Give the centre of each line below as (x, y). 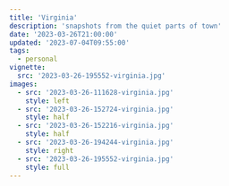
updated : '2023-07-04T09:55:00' (69, 42)
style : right (50, 150)
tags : (19, 51)
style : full (47, 167)
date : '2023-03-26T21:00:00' (64, 34)
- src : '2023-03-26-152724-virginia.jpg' (96, 109)
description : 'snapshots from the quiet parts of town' (115, 26)
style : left (47, 101)
